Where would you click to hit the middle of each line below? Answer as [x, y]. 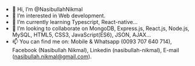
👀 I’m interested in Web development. [59, 16]
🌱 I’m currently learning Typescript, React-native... [75, 22]
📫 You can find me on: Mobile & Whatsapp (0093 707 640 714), [92, 41]
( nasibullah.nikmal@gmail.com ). [52, 56]
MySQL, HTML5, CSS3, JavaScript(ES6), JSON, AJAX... [81, 35]
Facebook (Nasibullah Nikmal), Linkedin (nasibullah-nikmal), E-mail [96, 50]
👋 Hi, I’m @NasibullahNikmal [47, 9]
